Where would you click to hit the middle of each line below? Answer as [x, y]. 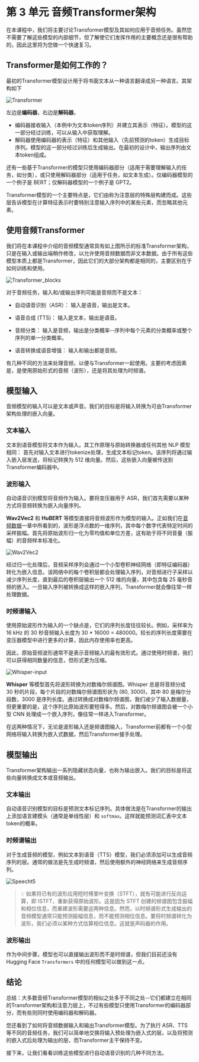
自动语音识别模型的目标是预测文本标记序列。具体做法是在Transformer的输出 [99, 809]
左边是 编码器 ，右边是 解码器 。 [42, 112]
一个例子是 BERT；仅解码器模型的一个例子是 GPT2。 [70, 182]
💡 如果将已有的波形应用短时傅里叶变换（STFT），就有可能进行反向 [101, 894]
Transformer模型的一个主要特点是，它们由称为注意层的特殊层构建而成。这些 [99, 195]
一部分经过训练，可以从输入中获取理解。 [64, 132]
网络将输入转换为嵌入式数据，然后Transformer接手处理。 [76, 734]
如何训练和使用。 [27, 268]
